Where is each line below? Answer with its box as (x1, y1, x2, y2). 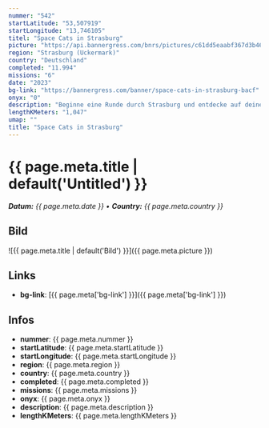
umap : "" (8, 116, 38, 124)
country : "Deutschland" (8, 57, 88, 65)
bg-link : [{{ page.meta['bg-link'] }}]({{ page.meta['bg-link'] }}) (19, 290, 227, 300)
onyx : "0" (8, 94, 42, 102)
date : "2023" (8, 78, 52, 86)
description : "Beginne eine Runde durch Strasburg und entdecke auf (8, 101, 242, 109)
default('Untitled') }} (8, 174, 148, 193)
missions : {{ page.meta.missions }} (19, 386, 138, 395)
